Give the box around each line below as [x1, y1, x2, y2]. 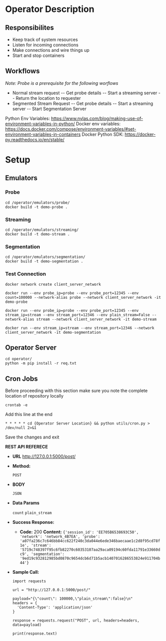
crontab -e [5, 403, 28, 408]
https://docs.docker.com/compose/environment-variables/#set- [5, 126, 137, 132]
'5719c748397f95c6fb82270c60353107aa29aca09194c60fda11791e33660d [19, 547, 161, 552]
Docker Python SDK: [82, 131, 124, 137]
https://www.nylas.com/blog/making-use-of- [51, 115, 143, 121]
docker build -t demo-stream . [5, 231, 70, 236]
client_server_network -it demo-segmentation [5, 330, 101, 335]
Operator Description [5, 3, 94, 15]
